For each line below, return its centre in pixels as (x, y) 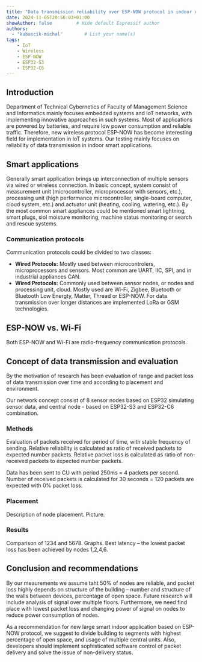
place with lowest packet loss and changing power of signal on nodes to (96, 608)
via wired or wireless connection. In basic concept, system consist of (92, 185)
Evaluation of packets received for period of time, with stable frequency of (98, 442)
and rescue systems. (32, 223)
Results (17, 530)
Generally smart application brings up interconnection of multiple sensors (97, 179)
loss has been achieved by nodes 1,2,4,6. (57, 549)
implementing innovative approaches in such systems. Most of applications (99, 120)
